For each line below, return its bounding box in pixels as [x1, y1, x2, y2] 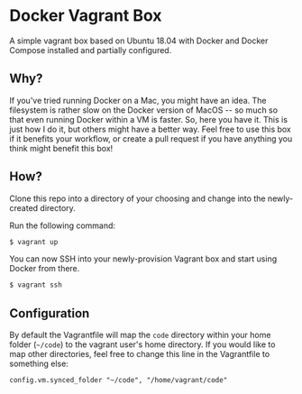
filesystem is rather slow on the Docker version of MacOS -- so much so [9, 105, 278, 115]
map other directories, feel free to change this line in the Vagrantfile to [9, 349, 270, 360]
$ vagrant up [9, 237, 59, 246]
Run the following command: [9, 220, 115, 231]
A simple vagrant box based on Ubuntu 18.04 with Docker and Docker [9, 35, 269, 46]
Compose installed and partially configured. [9, 44, 172, 55]
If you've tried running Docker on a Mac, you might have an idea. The [9, 95, 267, 105]
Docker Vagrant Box [9, 5, 162, 26]
